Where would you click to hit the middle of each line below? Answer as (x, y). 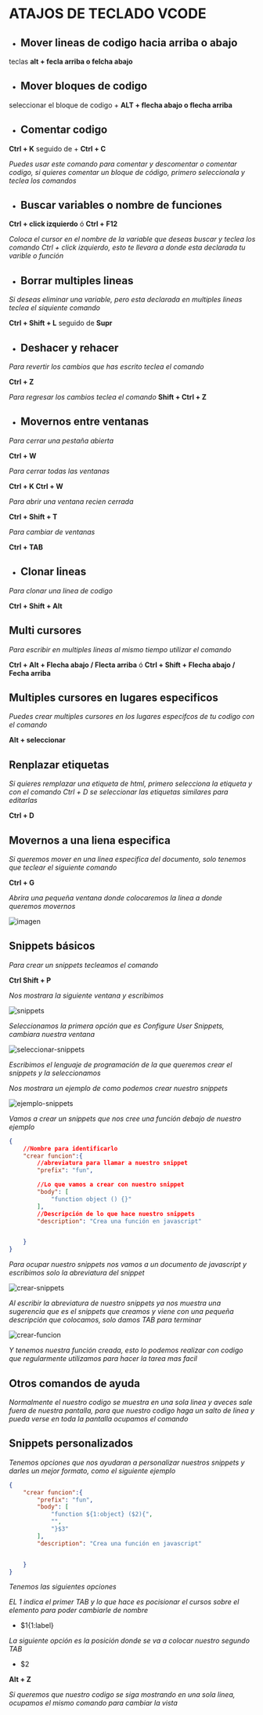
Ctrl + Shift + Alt (36, 606)
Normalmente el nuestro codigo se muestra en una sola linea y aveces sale (131, 1402)
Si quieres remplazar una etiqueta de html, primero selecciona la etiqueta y (131, 784)
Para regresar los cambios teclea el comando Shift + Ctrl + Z (108, 397)
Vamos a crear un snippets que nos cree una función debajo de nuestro (125, 1118)
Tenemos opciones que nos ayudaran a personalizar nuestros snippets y (127, 1462)
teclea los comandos (43, 181)
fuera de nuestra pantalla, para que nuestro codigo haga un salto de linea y (132, 1410)
